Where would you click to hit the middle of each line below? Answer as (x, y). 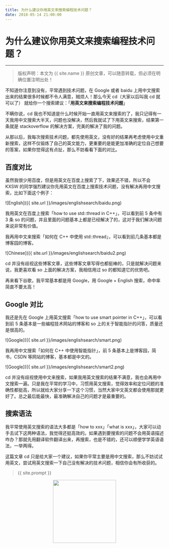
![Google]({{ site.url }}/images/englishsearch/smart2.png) (65, 367)
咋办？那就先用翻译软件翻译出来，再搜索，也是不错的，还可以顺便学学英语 (82, 439)
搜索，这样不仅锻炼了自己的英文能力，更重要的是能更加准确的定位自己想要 (87, 143)
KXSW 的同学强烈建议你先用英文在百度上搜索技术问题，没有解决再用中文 (81, 187)
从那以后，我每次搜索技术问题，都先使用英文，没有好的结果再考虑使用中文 (82, 137)
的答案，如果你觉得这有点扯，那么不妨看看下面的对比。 (62, 150)
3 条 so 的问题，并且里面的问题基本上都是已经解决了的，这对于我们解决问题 (84, 220)
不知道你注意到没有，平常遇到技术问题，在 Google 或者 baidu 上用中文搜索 (82, 90)
